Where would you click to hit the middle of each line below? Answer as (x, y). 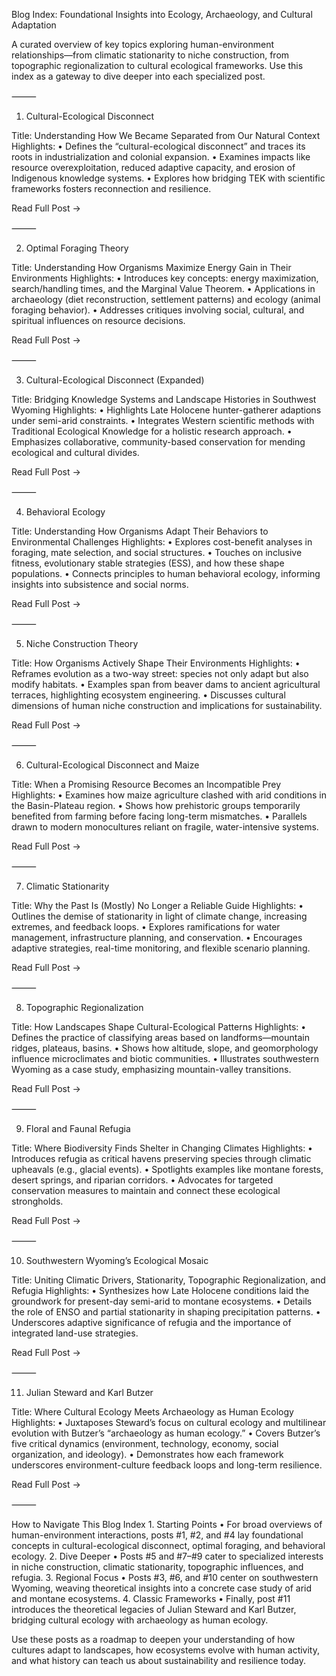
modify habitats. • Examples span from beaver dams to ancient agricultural (166, 684)
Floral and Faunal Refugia (78, 1128)
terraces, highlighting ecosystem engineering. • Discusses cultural (148, 695)
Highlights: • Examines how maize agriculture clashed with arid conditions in (169, 795)
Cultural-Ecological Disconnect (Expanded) (115, 380)
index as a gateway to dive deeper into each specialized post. (138, 76)
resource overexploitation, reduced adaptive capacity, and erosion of (153, 167)
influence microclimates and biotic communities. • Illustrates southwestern (165, 1058)
